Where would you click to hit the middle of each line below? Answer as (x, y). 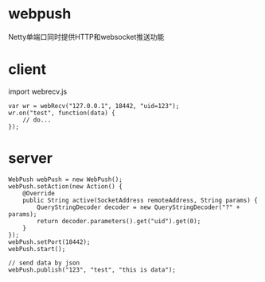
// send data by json (44, 263)
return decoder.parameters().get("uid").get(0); (119, 221)
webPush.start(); (37, 249)
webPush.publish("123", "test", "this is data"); (92, 270)
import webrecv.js (38, 91)
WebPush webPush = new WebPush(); (66, 180)
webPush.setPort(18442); (49, 242)
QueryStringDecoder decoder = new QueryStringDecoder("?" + (138, 207)
